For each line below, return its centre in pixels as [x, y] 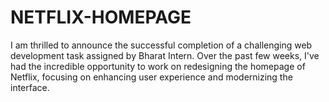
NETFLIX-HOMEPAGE [101, 17]
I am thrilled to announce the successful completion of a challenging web [161, 45]
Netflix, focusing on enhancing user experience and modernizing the [151, 77]
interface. [30, 87]
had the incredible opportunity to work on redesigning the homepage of [158, 66]
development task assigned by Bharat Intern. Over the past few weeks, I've [165, 55]
